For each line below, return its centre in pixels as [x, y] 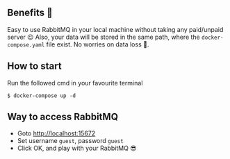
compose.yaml [26, 45]
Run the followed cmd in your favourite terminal [75, 83]
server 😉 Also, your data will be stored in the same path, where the [104, 37]
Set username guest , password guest [70, 141]
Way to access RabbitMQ [63, 117]
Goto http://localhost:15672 [56, 133]
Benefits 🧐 [30, 13]
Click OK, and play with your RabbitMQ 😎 [77, 148]
